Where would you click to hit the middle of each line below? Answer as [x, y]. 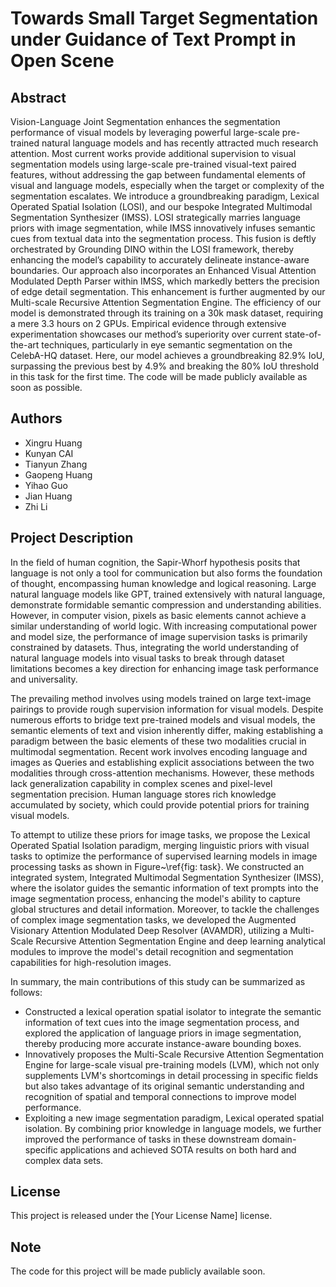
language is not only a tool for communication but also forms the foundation [166, 573]
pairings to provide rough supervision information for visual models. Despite [167, 709]
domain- [279, 1139]
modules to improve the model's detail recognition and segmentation [152, 951]
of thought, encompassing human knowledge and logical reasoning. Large [163, 583]
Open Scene [62, 61]
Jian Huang [48, 496]
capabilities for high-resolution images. [91, 962]
